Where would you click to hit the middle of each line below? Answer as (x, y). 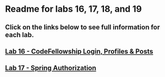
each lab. (20, 35)
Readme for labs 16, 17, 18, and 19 (73, 9)
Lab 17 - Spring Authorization (51, 68)
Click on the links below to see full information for (83, 27)
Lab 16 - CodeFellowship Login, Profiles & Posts (79, 51)
